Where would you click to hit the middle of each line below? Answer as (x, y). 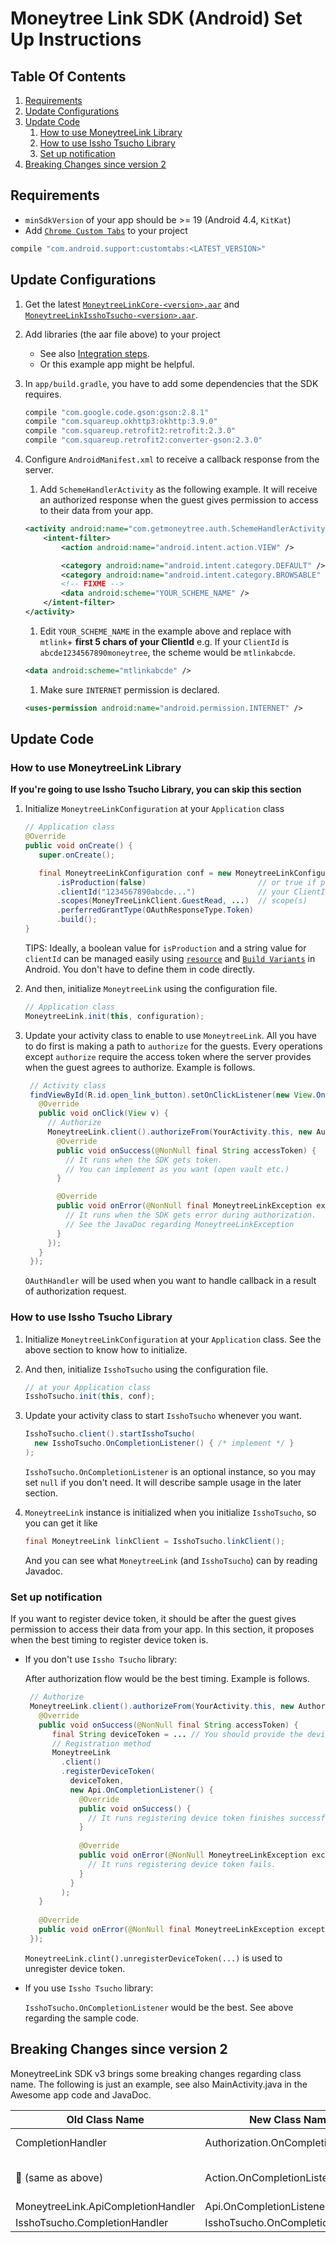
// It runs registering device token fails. (182, 1864)
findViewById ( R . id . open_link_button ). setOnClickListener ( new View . (173, 1095)
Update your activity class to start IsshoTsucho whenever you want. (163, 1416)
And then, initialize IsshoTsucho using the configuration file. (146, 1369)
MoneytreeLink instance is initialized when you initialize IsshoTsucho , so (170, 1512)
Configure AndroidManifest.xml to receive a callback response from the (172, 459)
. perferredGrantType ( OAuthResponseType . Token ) (155, 910)
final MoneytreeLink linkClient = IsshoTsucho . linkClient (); (155, 1541)
